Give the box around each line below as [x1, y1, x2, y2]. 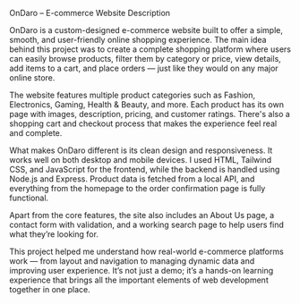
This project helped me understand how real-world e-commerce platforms [9, 246, 284, 257]
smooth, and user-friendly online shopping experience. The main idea [9, 35, 267, 45]
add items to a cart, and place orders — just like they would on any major [9, 63, 279, 73]
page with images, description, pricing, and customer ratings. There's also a [9, 109, 291, 119]
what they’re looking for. [9, 229, 99, 240]
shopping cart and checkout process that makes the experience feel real [9, 118, 278, 129]
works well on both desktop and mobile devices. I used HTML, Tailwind [9, 155, 272, 165]
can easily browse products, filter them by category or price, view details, [9, 54, 282, 63]
